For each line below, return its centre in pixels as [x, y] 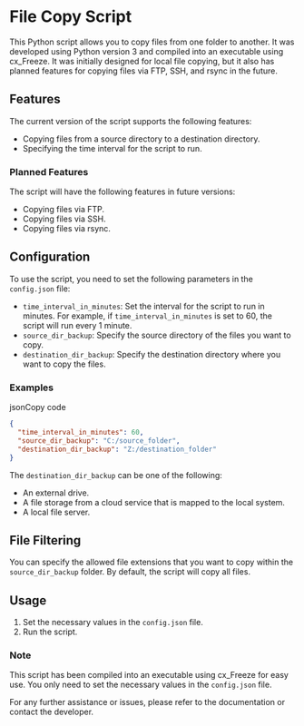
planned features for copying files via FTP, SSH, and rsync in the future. [144, 71]
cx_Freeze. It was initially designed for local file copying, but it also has [142, 61]
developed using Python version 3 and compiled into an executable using [147, 51]
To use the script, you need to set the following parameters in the [132, 279]
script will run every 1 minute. [77, 325]
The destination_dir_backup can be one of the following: [116, 475]
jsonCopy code [38, 407]
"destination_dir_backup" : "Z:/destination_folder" [118, 449]
